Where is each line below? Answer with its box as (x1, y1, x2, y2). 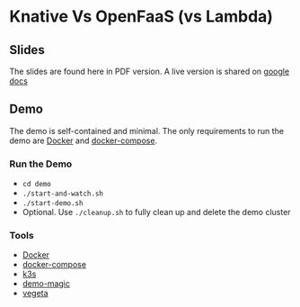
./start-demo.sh (22, 199, 84, 208)
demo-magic (22, 278, 70, 289)
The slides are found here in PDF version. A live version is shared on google (9, 66, 290, 77)
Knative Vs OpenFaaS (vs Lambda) (9, 6, 274, 27)
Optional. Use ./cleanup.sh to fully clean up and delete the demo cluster (22, 207, 291, 218)
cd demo (22, 180, 51, 189)
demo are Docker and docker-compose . (9, 135, 158, 146)
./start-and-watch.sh (22, 189, 103, 199)
